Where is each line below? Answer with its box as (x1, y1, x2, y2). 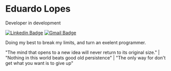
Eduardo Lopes (5, 3, 71, 15)
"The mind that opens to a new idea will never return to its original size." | (5, 49, 160, 55)
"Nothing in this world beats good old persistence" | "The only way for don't (5, 54, 166, 61)
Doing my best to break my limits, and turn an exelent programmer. (5, 39, 146, 46)
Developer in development (5, 20, 61, 26)
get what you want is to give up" (5, 60, 74, 66)
